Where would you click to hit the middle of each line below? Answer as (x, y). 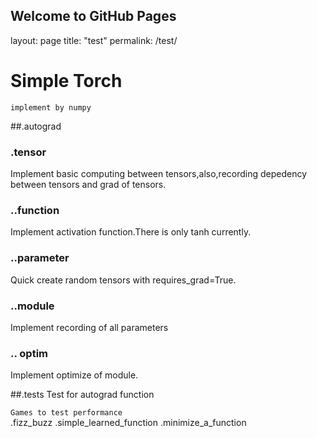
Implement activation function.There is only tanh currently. (131, 232)
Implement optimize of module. (74, 375)
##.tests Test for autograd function (82, 395)
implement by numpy (51, 107)
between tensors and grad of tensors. (88, 185)
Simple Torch (66, 81)
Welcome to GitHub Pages (93, 16)
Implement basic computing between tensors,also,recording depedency (159, 174)
